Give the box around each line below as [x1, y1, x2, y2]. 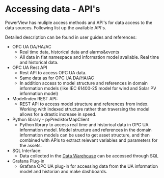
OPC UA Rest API [12, 65, 48, 70]
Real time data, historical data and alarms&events [19, 49, 119, 55]
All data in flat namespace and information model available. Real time [19, 54, 160, 60]
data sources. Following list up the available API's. [5, 24, 107, 30]
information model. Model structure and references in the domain [19, 127, 152, 133]
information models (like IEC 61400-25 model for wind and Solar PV [19, 85, 157, 91]
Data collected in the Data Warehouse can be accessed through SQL [19, 153, 159, 158]
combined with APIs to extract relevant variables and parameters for [19, 137, 158, 143]
